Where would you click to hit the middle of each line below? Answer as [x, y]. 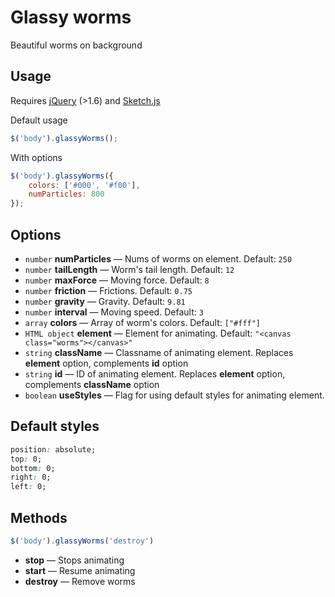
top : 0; [26, 459]
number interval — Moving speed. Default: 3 [114, 312]
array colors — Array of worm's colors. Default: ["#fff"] [143, 322]
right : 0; [31, 477]
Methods [39, 517]
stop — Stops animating [74, 560]
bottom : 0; [33, 468]
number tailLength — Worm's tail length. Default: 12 [129, 269]
